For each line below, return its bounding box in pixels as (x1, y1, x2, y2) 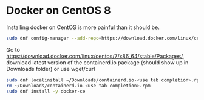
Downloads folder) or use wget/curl (6, 65, 95, 72)
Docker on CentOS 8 (6, 4, 111, 17)
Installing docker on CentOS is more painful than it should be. (6, 23, 160, 31)
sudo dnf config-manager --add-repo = (6, 35, 102, 41)
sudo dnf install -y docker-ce (6, 88, 86, 94)
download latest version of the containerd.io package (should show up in (6, 58, 189, 66)
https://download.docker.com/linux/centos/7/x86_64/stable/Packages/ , (6, 52, 185, 60)
